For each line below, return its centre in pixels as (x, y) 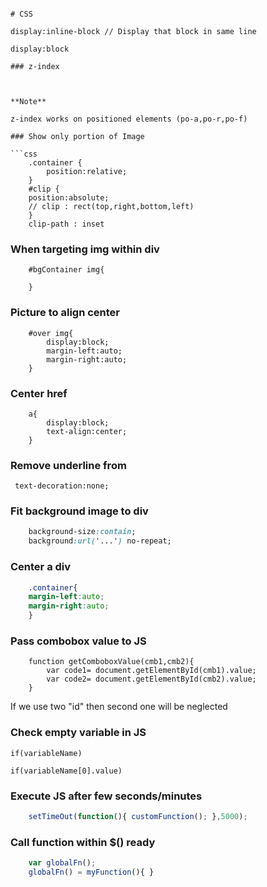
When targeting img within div (85, 249)
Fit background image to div (79, 511)
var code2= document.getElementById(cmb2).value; (151, 679)
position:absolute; (69, 198)
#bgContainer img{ (66, 270)
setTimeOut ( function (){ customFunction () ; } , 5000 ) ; (138, 816)
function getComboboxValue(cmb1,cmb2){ (111, 662)
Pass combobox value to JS (78, 641)
